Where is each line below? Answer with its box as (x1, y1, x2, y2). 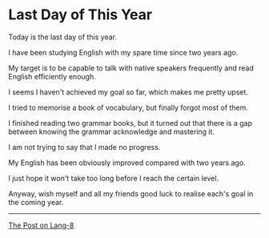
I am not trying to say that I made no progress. (8, 142, 161, 151)
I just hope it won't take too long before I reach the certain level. (8, 173, 219, 183)
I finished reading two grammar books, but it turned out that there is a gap (8, 118, 252, 127)
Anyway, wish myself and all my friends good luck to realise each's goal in (8, 188, 254, 198)
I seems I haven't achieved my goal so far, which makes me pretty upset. (8, 87, 248, 97)
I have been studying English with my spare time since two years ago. (8, 47, 239, 57)
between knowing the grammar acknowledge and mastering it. (8, 127, 215, 136)
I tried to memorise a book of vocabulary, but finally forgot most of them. (8, 103, 248, 112)
